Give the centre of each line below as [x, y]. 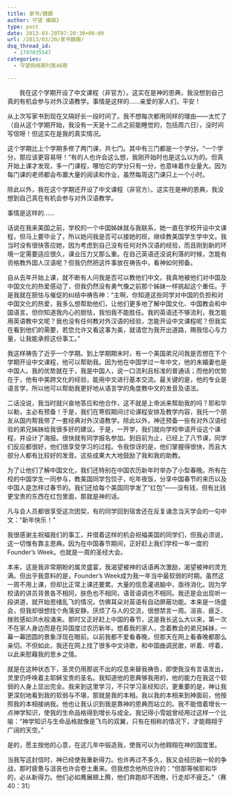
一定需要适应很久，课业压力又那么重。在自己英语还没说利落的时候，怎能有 [120, 254]
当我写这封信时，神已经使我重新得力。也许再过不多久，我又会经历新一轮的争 [117, 759]
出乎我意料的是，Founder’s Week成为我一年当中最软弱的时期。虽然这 [125, 576]
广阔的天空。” [25, 730]
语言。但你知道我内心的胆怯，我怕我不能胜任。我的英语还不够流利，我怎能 [120, 312]
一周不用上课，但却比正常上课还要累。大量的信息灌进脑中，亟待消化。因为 [114, 584]
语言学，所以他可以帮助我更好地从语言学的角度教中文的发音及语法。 [105, 388]
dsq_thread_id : [29, 46]
